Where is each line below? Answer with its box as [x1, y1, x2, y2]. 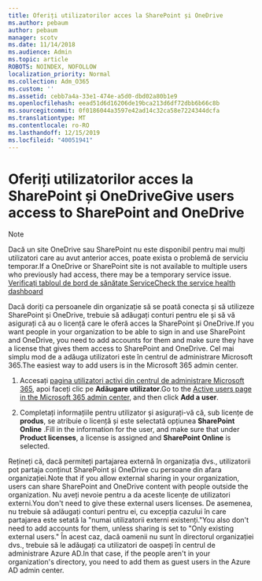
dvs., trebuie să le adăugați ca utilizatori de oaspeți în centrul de [8, 541, 216, 550]
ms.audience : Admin [8, 48, 72, 56]
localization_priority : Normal [8, 70, 111, 78]
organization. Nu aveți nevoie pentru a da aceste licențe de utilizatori [8, 490, 231, 500]
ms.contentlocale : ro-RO [8, 121, 90, 129]
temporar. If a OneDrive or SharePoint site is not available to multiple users [8, 262, 248, 271]
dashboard [8, 287, 43, 296]
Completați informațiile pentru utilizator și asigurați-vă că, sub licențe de [19, 408, 254, 418]
